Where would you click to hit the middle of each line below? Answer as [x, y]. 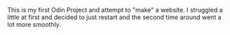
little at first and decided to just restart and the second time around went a [115, 17]
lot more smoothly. [34, 24]
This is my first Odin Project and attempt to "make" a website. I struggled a [115, 10]
